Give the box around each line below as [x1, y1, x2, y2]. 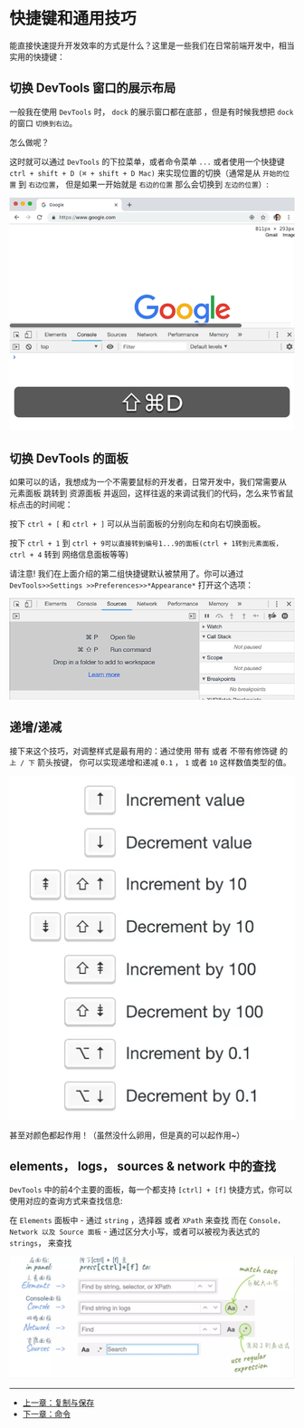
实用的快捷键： [9, 51, 65, 62]
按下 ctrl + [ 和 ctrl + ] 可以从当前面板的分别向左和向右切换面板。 [9, 519, 266, 529]
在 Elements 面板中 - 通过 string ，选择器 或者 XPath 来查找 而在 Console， [9, 1215, 285, 1226]
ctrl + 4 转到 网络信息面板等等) [9, 549, 129, 560]
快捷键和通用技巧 [9, 8, 138, 29]
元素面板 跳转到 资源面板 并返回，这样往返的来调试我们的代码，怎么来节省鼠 [9, 488, 294, 499]
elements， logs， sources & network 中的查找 [9, 1159, 276, 1174]
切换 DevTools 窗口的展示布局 [9, 81, 176, 96]
